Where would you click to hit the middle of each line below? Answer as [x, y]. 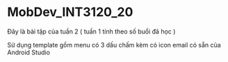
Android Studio [29, 52]
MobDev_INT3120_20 [70, 12]
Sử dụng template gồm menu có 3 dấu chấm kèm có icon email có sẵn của [114, 45]
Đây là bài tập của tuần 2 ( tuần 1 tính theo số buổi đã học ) [91, 31]
